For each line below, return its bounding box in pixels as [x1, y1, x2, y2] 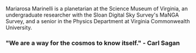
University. [5, 24, 32, 31]
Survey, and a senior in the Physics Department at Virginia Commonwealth [5, 18, 190, 24]
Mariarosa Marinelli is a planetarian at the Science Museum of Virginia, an [5, 5, 188, 12]
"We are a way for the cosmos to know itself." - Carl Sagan [5, 39, 180, 47]
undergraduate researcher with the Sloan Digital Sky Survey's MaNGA [5, 11, 179, 18]
